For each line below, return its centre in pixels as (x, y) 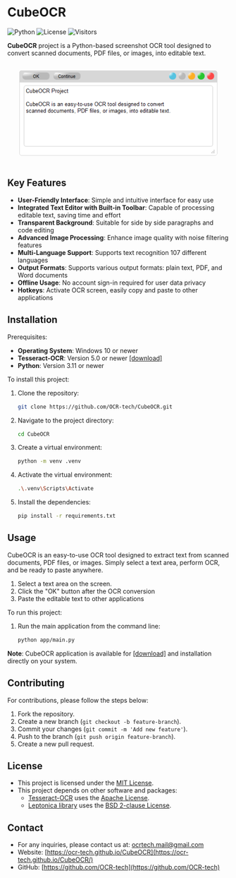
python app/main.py (46, 640)
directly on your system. (42, 660)
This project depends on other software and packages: (97, 790)
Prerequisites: (27, 337)
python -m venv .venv (49, 461)
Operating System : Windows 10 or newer (78, 350)
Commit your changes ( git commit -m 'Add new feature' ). (103, 729)
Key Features (37, 183)
